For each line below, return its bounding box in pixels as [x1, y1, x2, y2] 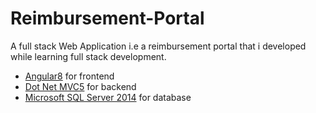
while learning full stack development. [10, 50, 167, 62]
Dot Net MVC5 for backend [24, 80, 137, 92]
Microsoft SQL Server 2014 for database [24, 91, 192, 103]
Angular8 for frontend [24, 70, 115, 82]
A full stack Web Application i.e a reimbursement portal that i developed [10, 40, 307, 52]
